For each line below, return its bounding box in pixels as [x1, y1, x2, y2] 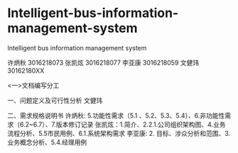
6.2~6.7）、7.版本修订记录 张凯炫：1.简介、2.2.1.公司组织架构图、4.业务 [19, 120, 226, 129]
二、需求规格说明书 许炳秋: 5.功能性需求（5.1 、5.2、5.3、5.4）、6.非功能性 [7, 111, 225, 120]
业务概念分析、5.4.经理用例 [7, 137, 87, 147]
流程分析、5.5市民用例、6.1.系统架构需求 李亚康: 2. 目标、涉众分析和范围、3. [7, 129, 231, 137]
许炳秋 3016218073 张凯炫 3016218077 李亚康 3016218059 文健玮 [7, 58, 200, 67]
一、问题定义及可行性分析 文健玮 [7, 96, 103, 105]
